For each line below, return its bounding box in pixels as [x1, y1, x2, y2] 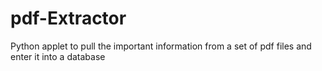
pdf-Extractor [10, 7, 127, 30]
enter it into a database [10, 50, 106, 62]
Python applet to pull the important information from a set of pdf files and [10, 40, 312, 52]
